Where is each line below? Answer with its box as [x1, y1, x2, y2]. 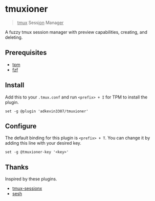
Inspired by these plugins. [5, 176, 57, 182]
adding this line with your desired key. [5, 140, 82, 146]
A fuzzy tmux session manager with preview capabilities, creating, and [5, 29, 148, 35]
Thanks [5, 163, 29, 171]
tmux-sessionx [12, 185, 43, 192]
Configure [5, 122, 37, 130]
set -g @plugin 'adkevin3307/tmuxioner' [5, 109, 89, 114]
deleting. [5, 34, 23, 40]
